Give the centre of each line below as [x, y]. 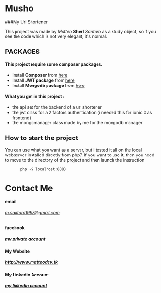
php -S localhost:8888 [43, 169]
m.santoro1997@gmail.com [32, 213]
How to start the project [42, 138]
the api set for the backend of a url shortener [57, 107]
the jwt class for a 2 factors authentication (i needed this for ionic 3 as [82, 112]
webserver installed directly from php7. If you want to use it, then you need [80, 155]
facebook [15, 228]
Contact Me [29, 188]
